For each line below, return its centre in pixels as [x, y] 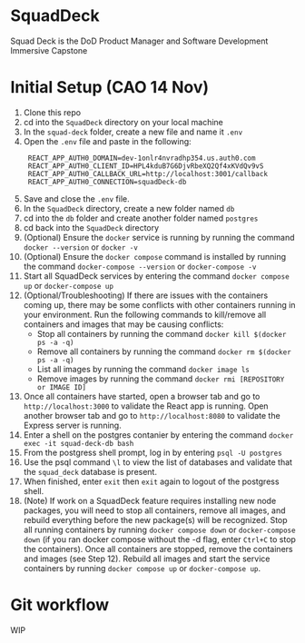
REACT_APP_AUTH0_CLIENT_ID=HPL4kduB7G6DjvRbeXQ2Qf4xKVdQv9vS [146, 166]
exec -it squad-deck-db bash [79, 443]
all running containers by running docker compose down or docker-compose [159, 529]
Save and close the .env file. [76, 198]
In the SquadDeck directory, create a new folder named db [129, 208]
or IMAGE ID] [62, 387]
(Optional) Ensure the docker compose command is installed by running [155, 256]
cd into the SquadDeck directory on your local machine [123, 122]
